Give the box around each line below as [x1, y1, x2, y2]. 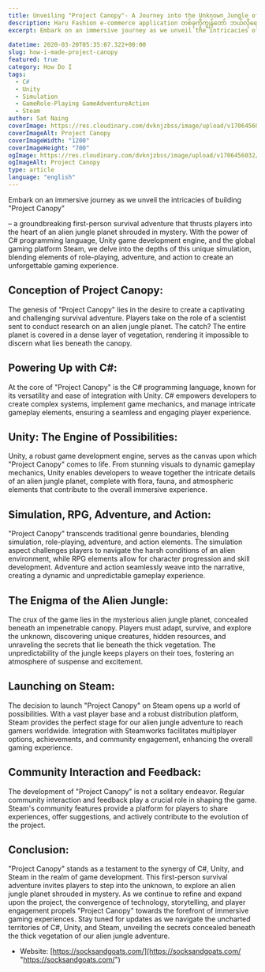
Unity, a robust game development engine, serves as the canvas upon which [8, 452, 257, 461]
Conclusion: [8, 843, 69, 857]
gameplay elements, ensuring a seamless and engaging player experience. [8, 407, 252, 417]
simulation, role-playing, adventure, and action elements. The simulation [8, 537, 243, 547]
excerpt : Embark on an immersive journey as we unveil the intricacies [8, 26, 248, 34]
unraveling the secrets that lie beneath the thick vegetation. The [8, 640, 216, 649]
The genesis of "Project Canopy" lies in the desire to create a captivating [8, 304, 245, 314]
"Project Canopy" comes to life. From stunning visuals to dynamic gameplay [8, 460, 256, 469]
